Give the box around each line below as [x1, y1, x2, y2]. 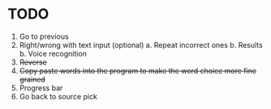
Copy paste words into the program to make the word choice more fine [19, 65, 257, 75]
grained [19, 74, 45, 84]
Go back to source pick [19, 91, 98, 101]
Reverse [19, 57, 48, 67]
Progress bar [19, 82, 63, 93]
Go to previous [19, 31, 70, 41]
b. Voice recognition [19, 48, 87, 58]
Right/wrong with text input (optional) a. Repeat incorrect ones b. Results [19, 40, 263, 49]
